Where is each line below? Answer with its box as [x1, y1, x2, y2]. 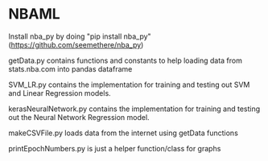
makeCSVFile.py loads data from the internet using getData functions [8, 128, 239, 138]
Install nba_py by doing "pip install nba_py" [8, 31, 151, 41]
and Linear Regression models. [8, 88, 111, 97]
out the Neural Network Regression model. [8, 112, 150, 122]
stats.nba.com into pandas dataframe [8, 64, 133, 73]
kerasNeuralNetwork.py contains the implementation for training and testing [8, 104, 261, 114]
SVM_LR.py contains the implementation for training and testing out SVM [8, 80, 250, 89]
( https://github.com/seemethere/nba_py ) [8, 39, 144, 49]
